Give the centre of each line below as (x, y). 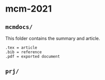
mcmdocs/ (19, 27)
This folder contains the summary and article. (53, 38)
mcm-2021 (29, 9)
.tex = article (21, 48)
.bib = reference (24, 52)
